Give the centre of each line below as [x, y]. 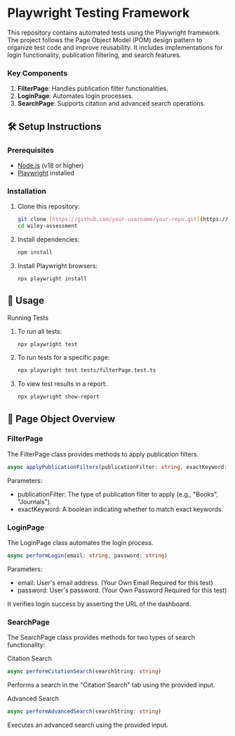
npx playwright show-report [58, 397]
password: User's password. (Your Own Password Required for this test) [122, 590]
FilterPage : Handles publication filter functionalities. [93, 89]
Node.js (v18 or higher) [51, 165]
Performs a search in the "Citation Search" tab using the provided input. [111, 685]
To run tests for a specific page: [63, 358]
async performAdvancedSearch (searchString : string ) [84, 712]
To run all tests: [40, 331]
